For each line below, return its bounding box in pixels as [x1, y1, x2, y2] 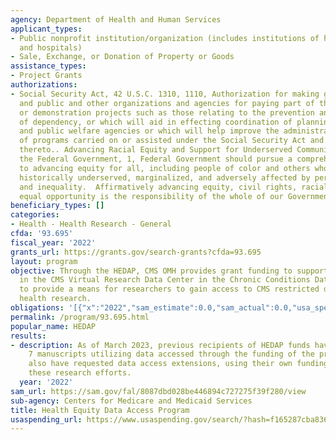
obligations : [10, 303, 65, 313]
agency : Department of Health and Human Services [10, 14, 222, 25]
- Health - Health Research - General [10, 219, 172, 230]
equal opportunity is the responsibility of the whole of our [19, 191, 284, 201]
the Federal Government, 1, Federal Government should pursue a [19, 154, 293, 164]
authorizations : [10, 80, 78, 90]
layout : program [10, 256, 78, 266]
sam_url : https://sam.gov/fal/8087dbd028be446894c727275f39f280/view [10, 386, 307, 396]
